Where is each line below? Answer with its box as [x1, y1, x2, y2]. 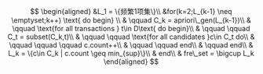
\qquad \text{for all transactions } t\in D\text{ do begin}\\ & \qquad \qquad [12, 24, 250, 33]
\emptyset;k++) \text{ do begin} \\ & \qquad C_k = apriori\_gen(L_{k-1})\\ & [10, 16, 252, 25]
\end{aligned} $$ [103, 57, 159, 66]
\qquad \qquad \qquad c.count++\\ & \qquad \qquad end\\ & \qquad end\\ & [9, 41, 254, 49]
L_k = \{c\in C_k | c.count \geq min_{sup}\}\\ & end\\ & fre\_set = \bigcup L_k [8, 49, 254, 58]
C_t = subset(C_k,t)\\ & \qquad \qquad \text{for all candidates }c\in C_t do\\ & [7, 32, 255, 41]
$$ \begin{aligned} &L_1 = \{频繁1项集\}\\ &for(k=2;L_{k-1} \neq [30, 7, 232, 16]
